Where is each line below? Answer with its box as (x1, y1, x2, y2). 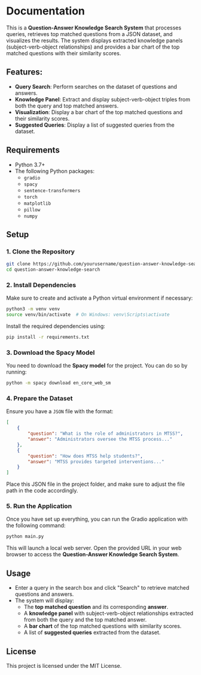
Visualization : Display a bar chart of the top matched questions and (14, 108, 183, 115)
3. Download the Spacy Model (6, 348, 95, 357)
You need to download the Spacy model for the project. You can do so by (6, 362, 188, 369)
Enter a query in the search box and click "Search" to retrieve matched (14, 584, 190, 592)
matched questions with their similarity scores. (6, 49, 121, 56)
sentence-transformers (23, 187, 81, 193)
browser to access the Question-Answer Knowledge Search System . (6, 551, 179, 558)
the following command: (6, 522, 66, 529)
